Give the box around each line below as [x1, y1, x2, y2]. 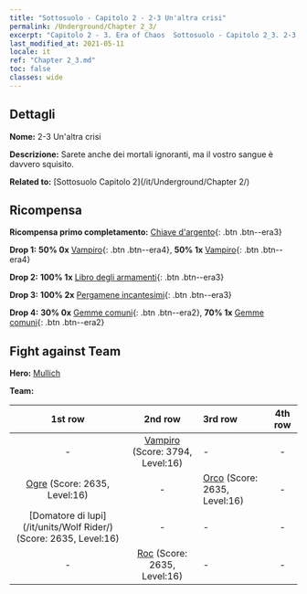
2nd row [143, 413, 181, 426]
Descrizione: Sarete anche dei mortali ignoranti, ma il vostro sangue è [9, 148, 274, 160]
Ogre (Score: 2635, [26, 477, 111, 490]
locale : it [9, 48, 51, 57]
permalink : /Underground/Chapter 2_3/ [9, 22, 157, 31]
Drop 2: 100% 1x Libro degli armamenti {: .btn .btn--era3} [9, 271, 225, 283]
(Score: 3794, [132, 445, 193, 458]
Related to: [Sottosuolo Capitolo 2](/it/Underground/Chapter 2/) [9, 175, 250, 187]
